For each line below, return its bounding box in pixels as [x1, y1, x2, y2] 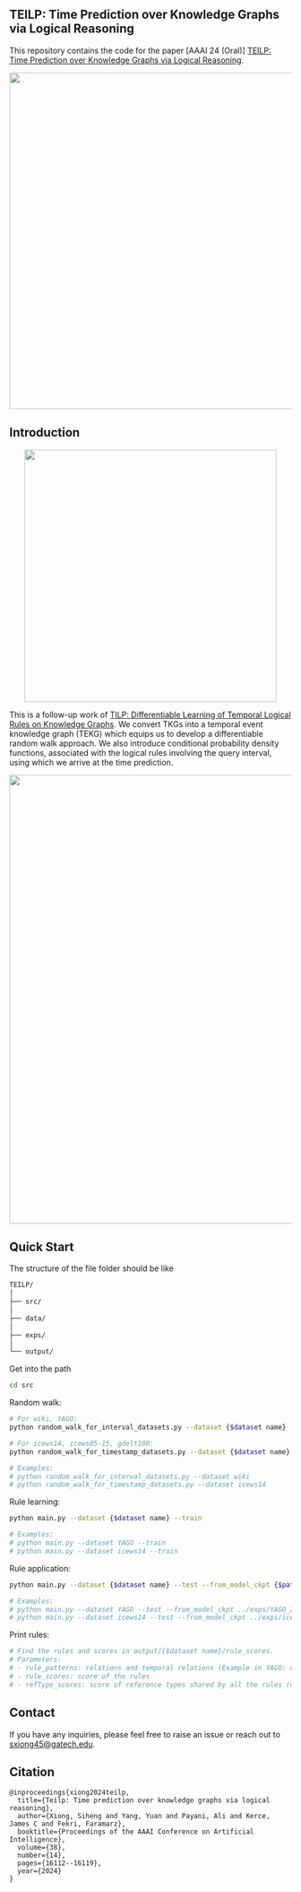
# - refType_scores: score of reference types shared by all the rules [9, 1680, 282, 1689]
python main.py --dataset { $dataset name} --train [9, 1514, 202, 1523]
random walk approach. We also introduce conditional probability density [9, 738, 279, 749]
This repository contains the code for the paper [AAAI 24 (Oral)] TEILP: [9, 45, 271, 56]
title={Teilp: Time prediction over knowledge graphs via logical [17, 1796, 271, 1805]
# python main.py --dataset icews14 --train [9, 1546, 178, 1555]
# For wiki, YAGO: [9, 1415, 78, 1423]
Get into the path [9, 1363, 72, 1374]
